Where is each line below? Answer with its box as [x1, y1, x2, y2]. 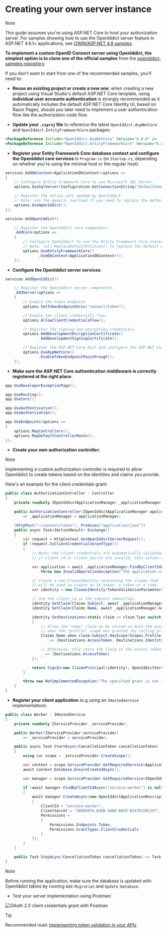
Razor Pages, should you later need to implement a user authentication [12, 106, 158, 112]
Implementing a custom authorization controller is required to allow [5, 466, 143, 472]
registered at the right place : [12, 373, 73, 379]
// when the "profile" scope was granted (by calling [40, 628, 155, 634]
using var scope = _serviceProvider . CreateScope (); [23, 753, 133, 759]
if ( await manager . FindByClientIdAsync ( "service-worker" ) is [23, 785, 153, 790]
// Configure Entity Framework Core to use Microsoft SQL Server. [14, 180, 155, 185]
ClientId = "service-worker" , [40, 804, 103, 809]
